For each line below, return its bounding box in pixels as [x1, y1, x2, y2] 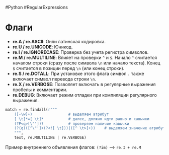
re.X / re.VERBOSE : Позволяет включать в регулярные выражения [12, 81, 156, 87]
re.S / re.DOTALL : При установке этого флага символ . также [12, 70, 144, 76]
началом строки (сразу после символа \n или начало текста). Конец [12, 60, 160, 66]
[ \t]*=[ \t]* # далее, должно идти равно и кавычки [14, 116, 150, 121]
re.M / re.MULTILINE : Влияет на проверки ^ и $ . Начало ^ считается [12, 54, 157, 60]
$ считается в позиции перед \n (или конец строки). [12, 65, 125, 71]
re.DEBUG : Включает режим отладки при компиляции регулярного [12, 92, 157, 98]
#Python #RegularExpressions [5, 5, 68, 10]
